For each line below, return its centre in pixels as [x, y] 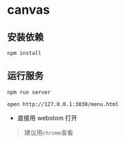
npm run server [29, 92]
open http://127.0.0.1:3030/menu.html [63, 104]
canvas [29, 10]
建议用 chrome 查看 [49, 132]
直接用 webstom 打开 [47, 118]
